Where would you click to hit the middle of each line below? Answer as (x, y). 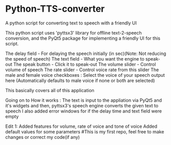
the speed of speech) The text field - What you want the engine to (75, 59)
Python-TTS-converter (55, 9)
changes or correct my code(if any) (43, 137)
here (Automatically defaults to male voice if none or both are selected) (80, 80)
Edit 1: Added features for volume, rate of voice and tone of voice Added (81, 126)
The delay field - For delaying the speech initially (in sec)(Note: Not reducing (86, 53)
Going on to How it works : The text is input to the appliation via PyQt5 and (84, 100)
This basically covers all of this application (50, 90)
